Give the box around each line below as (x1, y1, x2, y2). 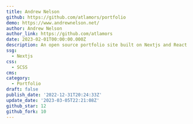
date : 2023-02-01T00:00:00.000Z (6, 36, 86, 42)
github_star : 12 (6, 103, 46, 109)
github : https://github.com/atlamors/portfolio (6, 14, 126, 20)
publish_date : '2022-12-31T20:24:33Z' (6, 92, 102, 98)
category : (6, 75, 31, 81)
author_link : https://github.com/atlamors (6, 31, 113, 37)
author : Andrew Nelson (6, 25, 62, 32)
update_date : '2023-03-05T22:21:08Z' (6, 97, 100, 103)
